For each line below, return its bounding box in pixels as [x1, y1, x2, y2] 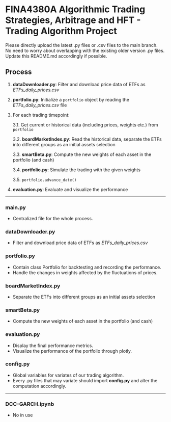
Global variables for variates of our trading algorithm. [12, 372, 124, 378]
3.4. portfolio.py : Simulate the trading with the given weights [12, 167, 141, 173]
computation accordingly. [12, 383, 67, 389]
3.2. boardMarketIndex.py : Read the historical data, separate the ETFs [12, 136, 162, 142]
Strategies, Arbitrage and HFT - [5, 14, 141, 26]
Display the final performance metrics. [12, 342, 93, 349]
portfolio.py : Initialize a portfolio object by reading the [12, 96, 130, 102]
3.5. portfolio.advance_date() [12, 176, 77, 182]
